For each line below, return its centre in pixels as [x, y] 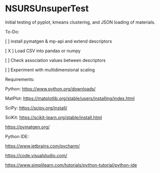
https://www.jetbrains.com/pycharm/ [43, 146]
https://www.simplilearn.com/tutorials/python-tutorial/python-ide [71, 165]
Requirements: [20, 79]
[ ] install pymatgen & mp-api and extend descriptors [59, 41]
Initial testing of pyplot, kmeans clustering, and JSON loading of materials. [80, 22]
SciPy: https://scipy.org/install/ [36, 108]
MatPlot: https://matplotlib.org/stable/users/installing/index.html [70, 98]
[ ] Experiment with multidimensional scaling [50, 70]
